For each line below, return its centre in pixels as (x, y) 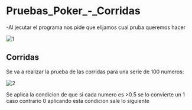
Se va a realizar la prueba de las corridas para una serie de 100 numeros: (95, 72)
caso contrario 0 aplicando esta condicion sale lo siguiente (78, 101)
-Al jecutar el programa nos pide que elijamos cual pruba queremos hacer (96, 27)
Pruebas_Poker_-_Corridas (73, 11)
